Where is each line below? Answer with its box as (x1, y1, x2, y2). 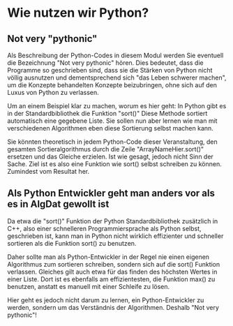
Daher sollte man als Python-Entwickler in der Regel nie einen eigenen (7, 253, 210, 261)
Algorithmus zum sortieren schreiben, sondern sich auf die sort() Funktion (7, 260, 220, 268)
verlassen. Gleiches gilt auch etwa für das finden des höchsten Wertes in (7, 267, 218, 276)
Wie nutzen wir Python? (7, 5, 149, 21)
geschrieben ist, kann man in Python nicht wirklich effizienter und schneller (7, 232, 224, 240)
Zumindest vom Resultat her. (7, 168, 89, 175)
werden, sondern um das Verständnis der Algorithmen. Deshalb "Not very (7, 303, 220, 311)
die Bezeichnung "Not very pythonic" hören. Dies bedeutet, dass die (7, 59, 204, 67)
